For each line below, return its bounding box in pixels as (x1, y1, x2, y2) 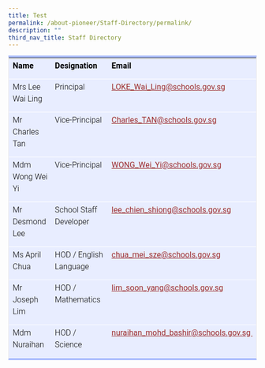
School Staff (54, 205, 98, 216)
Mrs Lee (13, 82, 41, 92)
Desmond (13, 216, 47, 227)
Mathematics (54, 295, 101, 305)
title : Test (8, 11, 47, 20)
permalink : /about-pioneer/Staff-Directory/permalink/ (8, 19, 192, 27)
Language (54, 261, 89, 272)
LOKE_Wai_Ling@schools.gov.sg (111, 82, 226, 92)
